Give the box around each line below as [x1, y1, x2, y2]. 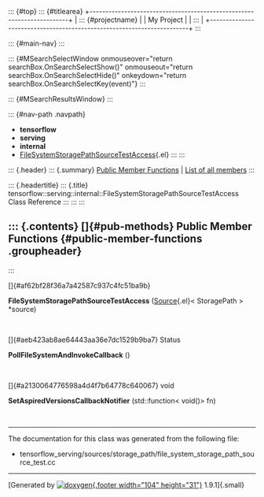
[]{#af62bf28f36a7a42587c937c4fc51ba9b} [8, 280, 151, 290]
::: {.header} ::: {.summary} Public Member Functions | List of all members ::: [8, 165, 255, 174]
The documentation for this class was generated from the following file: [8, 433, 240, 443]
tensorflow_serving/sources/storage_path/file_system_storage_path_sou [19, 449, 255, 458]
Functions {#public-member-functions [8, 232, 203, 246]
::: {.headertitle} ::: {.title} [8, 180, 89, 190]
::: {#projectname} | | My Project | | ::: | [79, 15, 204, 24]
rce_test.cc [19, 457, 56, 467]
